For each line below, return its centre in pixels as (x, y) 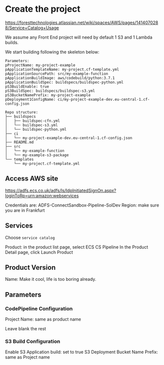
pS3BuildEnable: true (27, 87)
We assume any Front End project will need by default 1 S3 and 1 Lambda (79, 37)
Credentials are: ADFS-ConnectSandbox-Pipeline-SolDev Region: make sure (82, 205)
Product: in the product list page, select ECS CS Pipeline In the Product (77, 247)
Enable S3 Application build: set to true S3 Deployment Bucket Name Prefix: (82, 352)
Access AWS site (32, 179)
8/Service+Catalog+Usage (32, 27)
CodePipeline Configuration (39, 308)
